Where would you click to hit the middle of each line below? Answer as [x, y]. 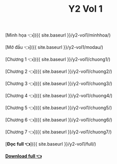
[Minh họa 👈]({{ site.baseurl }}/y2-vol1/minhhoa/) [58, 35]
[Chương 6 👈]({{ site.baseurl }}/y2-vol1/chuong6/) [59, 120]
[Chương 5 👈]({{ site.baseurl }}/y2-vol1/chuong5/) [59, 108]
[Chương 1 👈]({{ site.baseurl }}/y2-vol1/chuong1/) [58, 60]
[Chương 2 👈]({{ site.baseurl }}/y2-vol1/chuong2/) [59, 71]
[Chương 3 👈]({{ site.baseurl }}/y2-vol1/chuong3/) [59, 84]
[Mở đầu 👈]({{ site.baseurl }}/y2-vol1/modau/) [54, 47]
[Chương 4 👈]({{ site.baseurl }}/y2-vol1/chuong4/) [59, 96]
